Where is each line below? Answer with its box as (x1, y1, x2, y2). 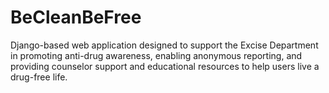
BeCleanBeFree (10, 6, 142, 29)
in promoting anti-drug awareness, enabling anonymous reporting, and (10, 49, 303, 61)
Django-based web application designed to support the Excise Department (10, 39, 319, 51)
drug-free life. (10, 71, 68, 83)
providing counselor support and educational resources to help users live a (10, 60, 320, 72)
